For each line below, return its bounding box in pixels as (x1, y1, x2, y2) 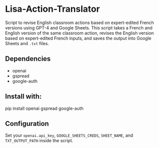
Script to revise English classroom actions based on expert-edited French (5, 20, 154, 25)
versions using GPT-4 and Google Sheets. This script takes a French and (5, 25, 153, 30)
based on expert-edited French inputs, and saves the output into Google (5, 35, 152, 41)
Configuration (5, 119, 49, 128)
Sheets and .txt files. (5, 40, 49, 46)
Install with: (5, 92, 42, 101)
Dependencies (5, 55, 51, 63)
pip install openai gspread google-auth (5, 105, 84, 111)
